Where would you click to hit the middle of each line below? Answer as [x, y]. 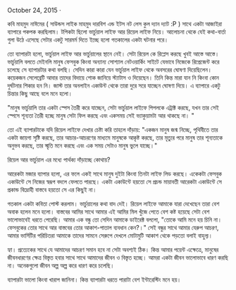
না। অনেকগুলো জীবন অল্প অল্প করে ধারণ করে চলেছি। [61, 265]
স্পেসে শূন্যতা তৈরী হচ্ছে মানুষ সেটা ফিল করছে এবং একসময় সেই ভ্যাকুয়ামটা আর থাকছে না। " [101, 115]
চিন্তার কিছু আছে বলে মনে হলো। [40, 93]
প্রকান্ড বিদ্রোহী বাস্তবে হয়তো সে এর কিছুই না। [52, 189]
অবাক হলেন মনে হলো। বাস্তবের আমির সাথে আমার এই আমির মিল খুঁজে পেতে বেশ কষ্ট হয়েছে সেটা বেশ [108, 212]
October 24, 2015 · [34, 10]
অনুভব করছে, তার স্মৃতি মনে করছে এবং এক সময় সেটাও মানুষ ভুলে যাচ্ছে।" [82, 145]
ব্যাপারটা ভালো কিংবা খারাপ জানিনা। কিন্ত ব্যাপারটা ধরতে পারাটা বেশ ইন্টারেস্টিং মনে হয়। [94, 279]
